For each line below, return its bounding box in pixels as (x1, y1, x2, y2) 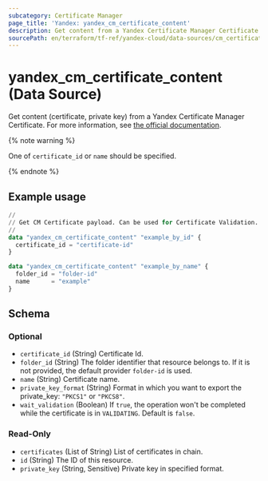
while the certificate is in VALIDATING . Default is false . (19, 408, 195, 418)
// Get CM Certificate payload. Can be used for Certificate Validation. (8, 218, 259, 226)
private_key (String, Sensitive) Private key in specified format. (19, 463, 225, 473)
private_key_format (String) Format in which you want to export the (19, 383, 242, 392)
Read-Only (8, 428, 52, 439)
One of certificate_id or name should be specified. (8, 151, 177, 161)
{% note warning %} (8, 136, 76, 145)
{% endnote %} (8, 167, 60, 177)
